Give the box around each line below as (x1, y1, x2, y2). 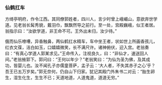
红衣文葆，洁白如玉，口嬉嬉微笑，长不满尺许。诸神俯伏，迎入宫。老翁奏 (5, 44, 149, 50)
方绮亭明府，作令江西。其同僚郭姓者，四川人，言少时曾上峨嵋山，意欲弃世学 (5, 16, 158, 22)
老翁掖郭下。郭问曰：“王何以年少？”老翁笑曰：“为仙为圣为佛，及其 (13, 57, 146, 62)
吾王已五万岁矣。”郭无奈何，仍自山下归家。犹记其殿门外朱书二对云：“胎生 (5, 69, 151, 74)
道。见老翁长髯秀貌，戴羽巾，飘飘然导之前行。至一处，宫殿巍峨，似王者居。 (5, 22, 158, 28)
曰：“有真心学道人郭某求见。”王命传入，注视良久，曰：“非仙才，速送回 (5, 51, 144, 57)
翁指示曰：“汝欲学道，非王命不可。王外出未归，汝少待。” (5, 28, 117, 34)
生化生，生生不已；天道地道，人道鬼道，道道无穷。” (17, 75, 119, 81)
